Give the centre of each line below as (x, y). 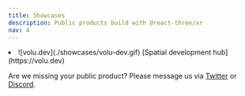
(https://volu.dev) (36, 61)
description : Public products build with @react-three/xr (106, 23)
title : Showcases (37, 15)
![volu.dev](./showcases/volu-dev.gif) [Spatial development (115, 53)
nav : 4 (19, 30)
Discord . (22, 84)
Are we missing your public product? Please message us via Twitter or (122, 76)
